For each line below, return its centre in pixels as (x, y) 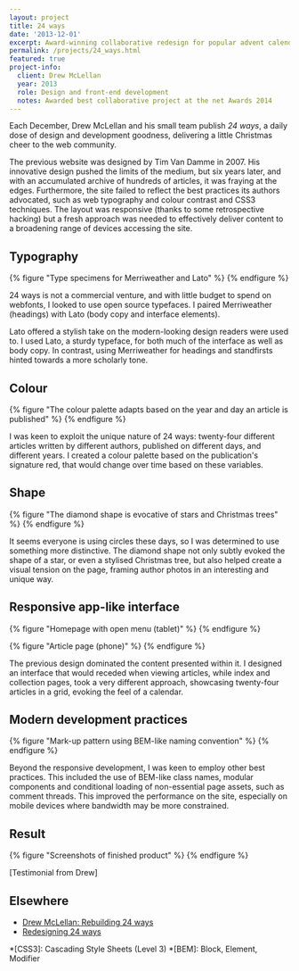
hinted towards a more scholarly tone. (79, 360)
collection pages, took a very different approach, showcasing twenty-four (144, 682)
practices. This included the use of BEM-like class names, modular (131, 777)
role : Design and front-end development (93, 92)
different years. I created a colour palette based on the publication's (134, 455)
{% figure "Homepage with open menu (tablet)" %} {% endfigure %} (135, 628)
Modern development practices (99, 720)
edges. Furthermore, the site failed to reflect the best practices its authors (145, 191)
